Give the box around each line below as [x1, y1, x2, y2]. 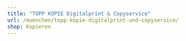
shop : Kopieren [7, 23, 52, 30]
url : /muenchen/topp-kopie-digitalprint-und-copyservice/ [7, 17, 179, 24]
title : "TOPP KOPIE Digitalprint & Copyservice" [7, 10, 151, 17]
